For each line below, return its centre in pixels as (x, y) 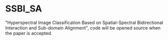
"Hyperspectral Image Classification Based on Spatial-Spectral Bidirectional (84, 22)
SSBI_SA (24, 9)
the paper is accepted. (29, 33)
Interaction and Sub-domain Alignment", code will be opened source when (83, 27)
